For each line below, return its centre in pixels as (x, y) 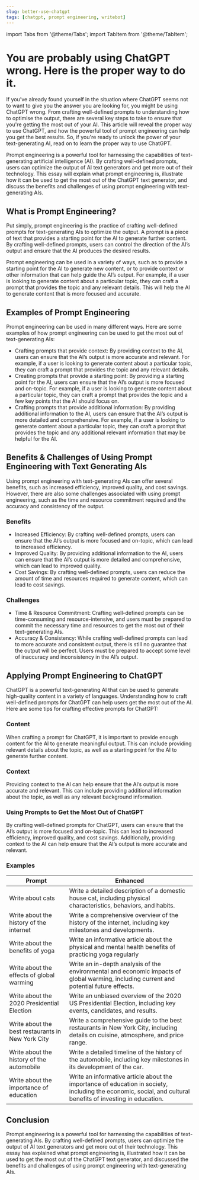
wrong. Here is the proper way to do (96, 70)
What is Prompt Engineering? (61, 211)
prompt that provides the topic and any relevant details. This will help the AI (98, 287)
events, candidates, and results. (113, 1011)
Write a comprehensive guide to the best (126, 1021)
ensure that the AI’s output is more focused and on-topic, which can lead (104, 541)
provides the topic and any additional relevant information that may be (100, 432)
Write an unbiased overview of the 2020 (125, 996)
